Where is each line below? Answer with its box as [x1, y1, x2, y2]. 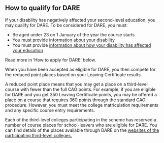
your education [12, 47, 43, 53]
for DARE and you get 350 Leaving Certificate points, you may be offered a [5, 91, 157, 97]
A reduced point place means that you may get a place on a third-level [5, 81, 148, 87]
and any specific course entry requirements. [5, 107, 95, 113]
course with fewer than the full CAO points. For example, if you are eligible [5, 86, 156, 92]
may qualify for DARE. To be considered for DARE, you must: [5, 22, 128, 28]
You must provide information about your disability [12, 37, 115, 43]
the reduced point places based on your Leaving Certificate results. [5, 71, 142, 78]
